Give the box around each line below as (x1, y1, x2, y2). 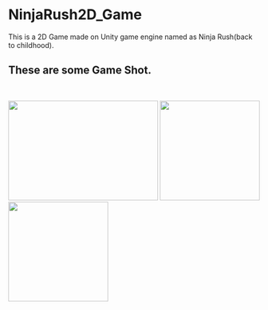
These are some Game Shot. (8, 64, 152, 77)
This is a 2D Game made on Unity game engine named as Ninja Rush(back (8, 32, 253, 41)
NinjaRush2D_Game (8, 6, 142, 24)
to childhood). (8, 40, 54, 49)
